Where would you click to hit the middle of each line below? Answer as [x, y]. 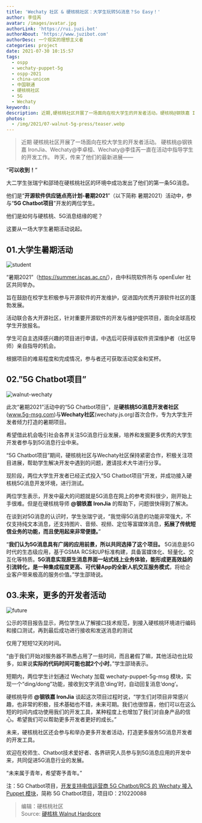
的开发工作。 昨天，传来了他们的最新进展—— [77, 157]
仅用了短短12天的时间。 [35, 643]
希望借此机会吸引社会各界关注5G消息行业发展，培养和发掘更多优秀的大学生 [99, 435]
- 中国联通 [23, 85]
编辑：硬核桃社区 [42, 806]
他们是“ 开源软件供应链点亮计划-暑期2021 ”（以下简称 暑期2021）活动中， [96, 196]
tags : [13, 57]
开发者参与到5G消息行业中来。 [44, 442]
